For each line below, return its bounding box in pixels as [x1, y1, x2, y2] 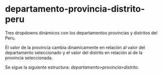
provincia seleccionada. [5, 55, 53, 60]
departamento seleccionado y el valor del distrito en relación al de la [5, 50, 143, 56]
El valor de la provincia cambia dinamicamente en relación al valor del [5, 44, 145, 50]
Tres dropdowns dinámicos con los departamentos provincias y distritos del [5, 30, 158, 36]
